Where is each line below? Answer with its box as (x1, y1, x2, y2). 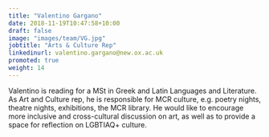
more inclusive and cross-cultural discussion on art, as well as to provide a (8, 111, 255, 121)
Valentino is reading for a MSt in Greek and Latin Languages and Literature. (8, 86, 257, 95)
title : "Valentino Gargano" (8, 11, 103, 20)
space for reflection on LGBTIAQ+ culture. (8, 119, 147, 129)
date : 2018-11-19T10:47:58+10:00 (8, 19, 120, 27)
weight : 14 (8, 64, 45, 72)
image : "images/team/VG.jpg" (8, 34, 106, 42)
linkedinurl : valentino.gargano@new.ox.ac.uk (8, 49, 163, 57)
